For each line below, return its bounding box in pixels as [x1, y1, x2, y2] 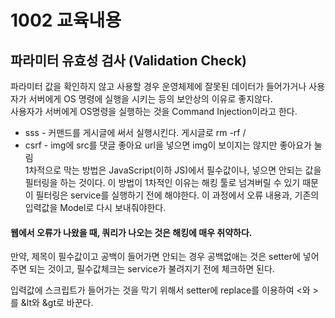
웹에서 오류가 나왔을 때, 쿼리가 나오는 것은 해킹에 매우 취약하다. [10, 226, 253, 238]
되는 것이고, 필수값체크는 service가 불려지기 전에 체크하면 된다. [28, 263, 275, 275]
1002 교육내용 [10, 9, 122, 32]
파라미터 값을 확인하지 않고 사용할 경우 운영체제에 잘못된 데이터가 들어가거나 [10, 81, 307, 92]
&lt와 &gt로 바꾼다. [20, 297, 94, 309]
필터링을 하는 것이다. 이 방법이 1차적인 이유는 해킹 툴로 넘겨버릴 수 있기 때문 [24, 177, 319, 188]
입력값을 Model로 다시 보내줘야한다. [24, 202, 167, 213]
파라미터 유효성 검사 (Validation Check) [10, 52, 248, 69]
